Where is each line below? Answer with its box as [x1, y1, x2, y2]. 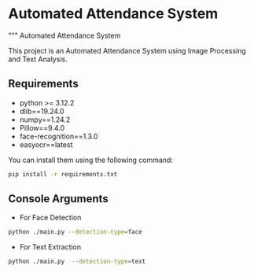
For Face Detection [19, 213, 82, 223]
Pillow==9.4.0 [19, 123, 65, 132]
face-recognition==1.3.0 [19, 131, 98, 141]
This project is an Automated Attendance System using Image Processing [8, 46, 246, 55]
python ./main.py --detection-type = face [8, 228, 143, 236]
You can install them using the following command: [8, 155, 173, 164]
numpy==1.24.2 [19, 115, 71, 124]
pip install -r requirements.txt [8, 170, 118, 178]
